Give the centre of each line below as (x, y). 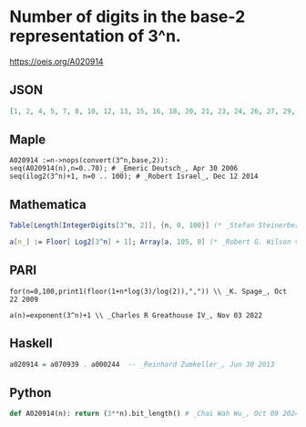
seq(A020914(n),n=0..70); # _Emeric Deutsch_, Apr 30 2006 (124, 169)
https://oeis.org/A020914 (56, 61)
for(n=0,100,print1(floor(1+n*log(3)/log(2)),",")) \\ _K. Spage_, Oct (148, 291)
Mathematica (48, 204)
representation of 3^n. (96, 36)
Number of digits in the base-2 (127, 17)
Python (31, 393)
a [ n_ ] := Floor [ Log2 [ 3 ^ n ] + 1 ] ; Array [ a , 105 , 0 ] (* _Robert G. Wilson (150, 242)
